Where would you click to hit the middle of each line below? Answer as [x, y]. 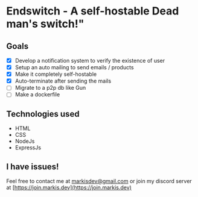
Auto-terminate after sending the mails [63, 81]
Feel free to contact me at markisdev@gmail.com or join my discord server [99, 181]
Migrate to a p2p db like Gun [50, 88]
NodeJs [25, 141]
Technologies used [43, 114]
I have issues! [33, 167]
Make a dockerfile [37, 95]
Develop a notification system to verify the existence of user [90, 61]
